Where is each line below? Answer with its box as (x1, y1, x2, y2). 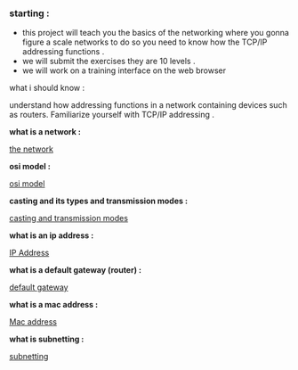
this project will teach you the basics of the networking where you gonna (21, 28, 289, 38)
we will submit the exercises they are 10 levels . (21, 56, 196, 67)
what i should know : (9, 83, 85, 94)
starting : (9, 7, 50, 20)
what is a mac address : (9, 300, 99, 310)
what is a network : (9, 127, 82, 137)
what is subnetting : (9, 333, 85, 345)
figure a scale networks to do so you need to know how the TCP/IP (21, 37, 268, 47)
